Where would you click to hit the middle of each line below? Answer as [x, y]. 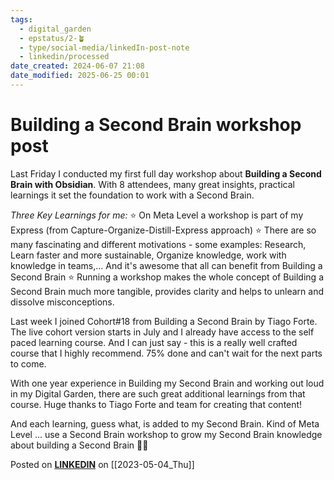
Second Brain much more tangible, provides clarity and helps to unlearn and [167, 291]
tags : [21, 19]
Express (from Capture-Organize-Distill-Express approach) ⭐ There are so [163, 230]
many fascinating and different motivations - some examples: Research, [158, 244]
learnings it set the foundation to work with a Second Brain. [132, 195]
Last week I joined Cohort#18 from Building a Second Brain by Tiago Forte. [164, 321]
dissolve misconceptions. [62, 302]
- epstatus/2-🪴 [52, 38]
